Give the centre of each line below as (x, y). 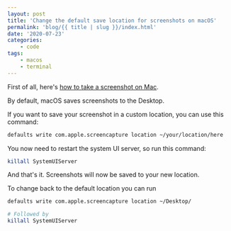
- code (30, 47)
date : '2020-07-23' (36, 34)
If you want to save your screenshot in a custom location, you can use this (116, 114)
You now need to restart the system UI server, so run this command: (107, 148)
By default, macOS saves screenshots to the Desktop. (86, 101)
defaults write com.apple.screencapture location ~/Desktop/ (100, 202)
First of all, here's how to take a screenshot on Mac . (83, 86)
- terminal (36, 67)
